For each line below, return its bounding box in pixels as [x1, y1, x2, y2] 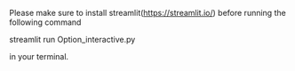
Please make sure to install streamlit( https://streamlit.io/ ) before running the [9, 8, 286, 18]
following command [9, 17, 82, 28]
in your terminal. [9, 51, 69, 61]
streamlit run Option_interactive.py [9, 35, 136, 44]
